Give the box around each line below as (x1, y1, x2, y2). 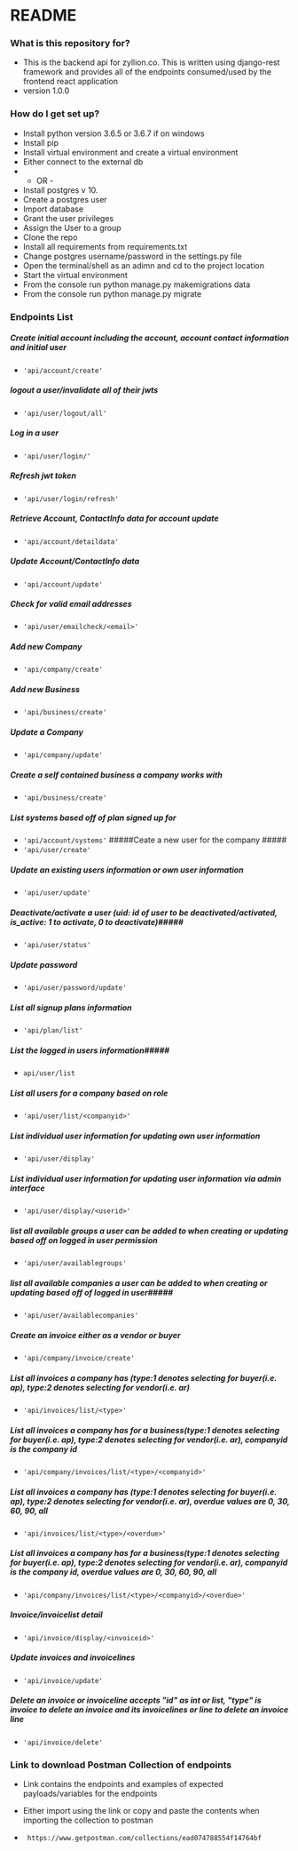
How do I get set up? (10, 108, 100, 120)
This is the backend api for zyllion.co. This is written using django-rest (22, 57, 280, 68)
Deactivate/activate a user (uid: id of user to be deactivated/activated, (10, 907, 278, 918)
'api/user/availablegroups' (22, 1259, 127, 1268)
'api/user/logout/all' (22, 409, 107, 418)
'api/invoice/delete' (22, 1738, 103, 1747)
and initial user (10, 342, 67, 353)
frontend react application (22, 76, 119, 87)
